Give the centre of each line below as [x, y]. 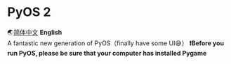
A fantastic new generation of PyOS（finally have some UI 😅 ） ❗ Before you [116, 43]
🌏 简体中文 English [35, 32]
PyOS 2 [29, 12]
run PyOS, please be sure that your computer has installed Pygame [107, 53]
